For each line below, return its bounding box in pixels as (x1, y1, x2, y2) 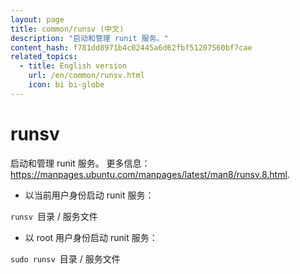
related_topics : (10, 52, 78, 62)
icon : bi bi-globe (28, 80, 105, 90)
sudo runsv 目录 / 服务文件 (10, 252, 121, 265)
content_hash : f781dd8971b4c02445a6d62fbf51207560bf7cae (10, 42, 253, 53)
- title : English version (19, 61, 128, 71)
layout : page (10, 14, 65, 25)
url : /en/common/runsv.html (28, 71, 145, 81)
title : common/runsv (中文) (10, 24, 125, 34)
